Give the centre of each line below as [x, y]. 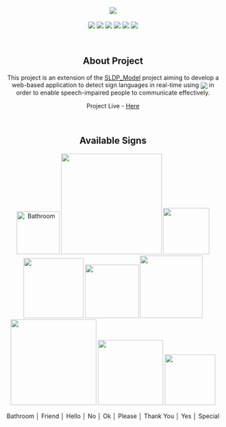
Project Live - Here [113, 106]
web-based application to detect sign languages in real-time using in [113, 85]
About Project [113, 61]
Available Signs [113, 141]
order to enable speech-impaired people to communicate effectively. [113, 93]
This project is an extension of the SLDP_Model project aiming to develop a [113, 77]
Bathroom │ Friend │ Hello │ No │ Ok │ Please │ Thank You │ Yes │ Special [113, 416]
